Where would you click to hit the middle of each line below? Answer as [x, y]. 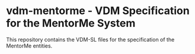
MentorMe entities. [29, 46]
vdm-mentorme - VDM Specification [98, 11]
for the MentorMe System [71, 23]
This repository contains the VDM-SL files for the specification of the [90, 39]
